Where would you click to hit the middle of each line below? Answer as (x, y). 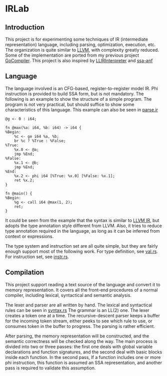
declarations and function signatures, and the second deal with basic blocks (84, 352)
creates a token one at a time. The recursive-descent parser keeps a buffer (82, 315)
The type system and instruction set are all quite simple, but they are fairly (82, 246)
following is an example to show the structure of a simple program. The (78, 99)
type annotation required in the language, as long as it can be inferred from (82, 231)
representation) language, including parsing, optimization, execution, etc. (80, 45)
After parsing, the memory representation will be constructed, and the (77, 336)
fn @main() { (19, 194)
